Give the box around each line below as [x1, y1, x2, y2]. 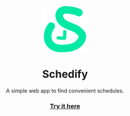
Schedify [42, 68, 88, 81]
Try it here [49, 102, 81, 110]
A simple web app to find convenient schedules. [5, 87, 125, 94]
